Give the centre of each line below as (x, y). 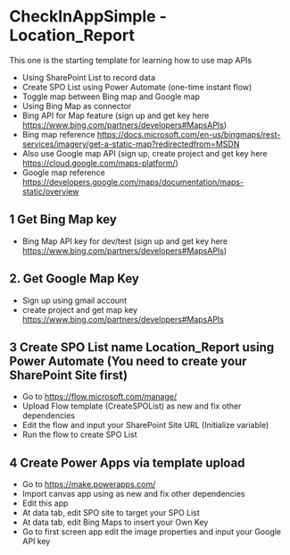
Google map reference (63, 172)
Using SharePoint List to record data (89, 77)
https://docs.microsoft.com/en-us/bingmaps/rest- (189, 134)
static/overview (50, 191)
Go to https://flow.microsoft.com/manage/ (99, 397)
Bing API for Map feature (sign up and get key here (116, 115)
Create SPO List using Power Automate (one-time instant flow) (137, 87)
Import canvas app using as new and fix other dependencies (133, 494)
